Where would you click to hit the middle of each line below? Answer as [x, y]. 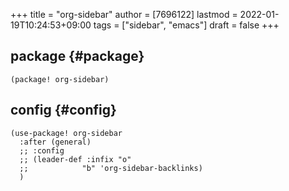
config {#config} [63, 110]
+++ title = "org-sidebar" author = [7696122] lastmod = [124, 14]
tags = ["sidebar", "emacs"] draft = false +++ [186, 25]
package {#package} [77, 56]
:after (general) [55, 142]
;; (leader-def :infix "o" [75, 159]
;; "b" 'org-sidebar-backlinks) [111, 168]
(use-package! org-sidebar [66, 133]
